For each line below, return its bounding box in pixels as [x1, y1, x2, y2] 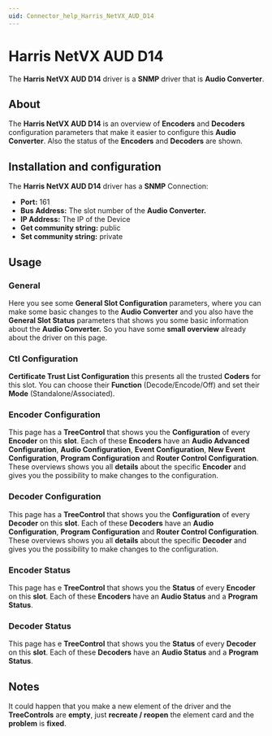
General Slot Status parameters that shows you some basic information [8, 315, 249, 325]
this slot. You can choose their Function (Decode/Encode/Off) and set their [8, 380, 260, 390]
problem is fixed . [8, 719, 67, 729]
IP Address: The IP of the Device [19, 215, 131, 224]
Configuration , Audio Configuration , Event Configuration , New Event [8, 445, 246, 455]
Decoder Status [8, 620, 71, 631]
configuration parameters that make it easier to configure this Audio [8, 128, 237, 137]
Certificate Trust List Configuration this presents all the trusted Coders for [8, 372, 261, 381]
